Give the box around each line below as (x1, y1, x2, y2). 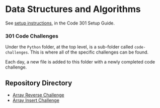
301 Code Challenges (5, 32, 59, 39)
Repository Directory (5, 78, 72, 87)
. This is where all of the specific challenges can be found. (27, 49, 149, 55)
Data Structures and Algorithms (5, 3, 141, 15)
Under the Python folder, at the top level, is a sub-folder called (5, 44, 133, 50)
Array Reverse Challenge (12, 92, 64, 98)
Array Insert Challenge (12, 97, 59, 103)
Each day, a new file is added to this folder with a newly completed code (5, 59, 155, 65)
